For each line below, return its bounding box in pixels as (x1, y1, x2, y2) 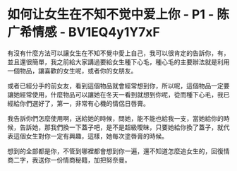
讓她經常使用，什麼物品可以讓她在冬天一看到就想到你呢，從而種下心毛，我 (7, 90, 224, 99)
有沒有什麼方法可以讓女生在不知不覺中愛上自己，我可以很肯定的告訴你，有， (7, 49, 230, 57)
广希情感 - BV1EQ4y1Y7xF (7, 24, 160, 40)
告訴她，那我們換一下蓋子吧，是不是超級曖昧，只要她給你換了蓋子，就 (19, 123, 224, 131)
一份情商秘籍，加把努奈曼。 (50, 155, 131, 164)
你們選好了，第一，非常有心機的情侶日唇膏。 (19, 99, 150, 107)
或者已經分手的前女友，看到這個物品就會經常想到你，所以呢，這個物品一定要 (7, 81, 230, 90)
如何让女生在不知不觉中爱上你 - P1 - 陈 (7, 6, 229, 23)
